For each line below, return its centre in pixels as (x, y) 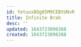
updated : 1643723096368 (37, 29)
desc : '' (17, 23)
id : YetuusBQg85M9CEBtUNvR (40, 12)
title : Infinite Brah (34, 18)
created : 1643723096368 (37, 35)
